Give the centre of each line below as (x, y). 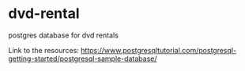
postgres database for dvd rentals (63, 35)
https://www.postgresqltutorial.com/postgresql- (158, 50)
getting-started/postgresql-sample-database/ (83, 59)
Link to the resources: (43, 50)
